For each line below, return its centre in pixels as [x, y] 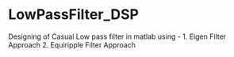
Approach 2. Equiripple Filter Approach [72, 44]
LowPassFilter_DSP [73, 15]
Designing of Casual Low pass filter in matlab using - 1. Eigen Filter [117, 36]
